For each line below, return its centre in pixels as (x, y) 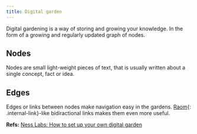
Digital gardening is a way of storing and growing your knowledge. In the (95, 28)
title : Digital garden (34, 12)
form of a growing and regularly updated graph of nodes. (76, 35)
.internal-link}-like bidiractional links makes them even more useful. (88, 113)
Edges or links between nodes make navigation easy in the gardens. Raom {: (98, 107)
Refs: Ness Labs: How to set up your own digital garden (74, 125)
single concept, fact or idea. (41, 74)
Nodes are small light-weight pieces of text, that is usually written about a (96, 68)
